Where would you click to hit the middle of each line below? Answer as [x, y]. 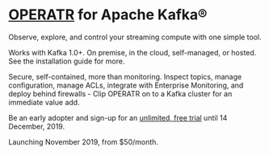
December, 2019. [37, 126]
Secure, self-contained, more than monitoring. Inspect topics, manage [125, 76]
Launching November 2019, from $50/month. [84, 141]
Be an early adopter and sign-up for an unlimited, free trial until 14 [118, 117]
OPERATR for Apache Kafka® [108, 15]
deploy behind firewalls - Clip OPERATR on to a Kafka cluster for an [120, 93]
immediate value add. [44, 102]
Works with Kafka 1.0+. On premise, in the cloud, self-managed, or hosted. [132, 52]
